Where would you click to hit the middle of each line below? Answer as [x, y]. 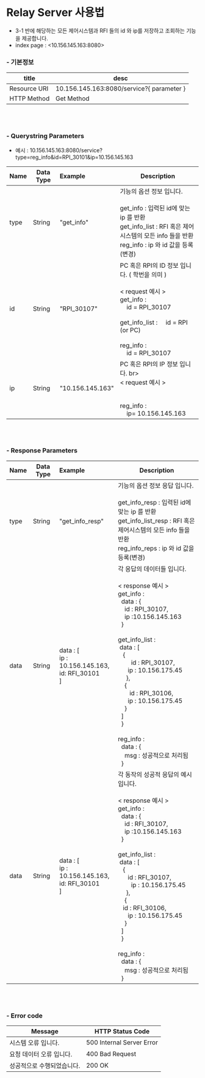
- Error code [24, 1016]
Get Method [72, 98]
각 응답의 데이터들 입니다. [152, 569]
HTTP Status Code [122, 1032]
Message [45, 1032]
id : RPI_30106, [151, 693]
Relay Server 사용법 [56, 13]
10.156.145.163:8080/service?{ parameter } [120, 89]
